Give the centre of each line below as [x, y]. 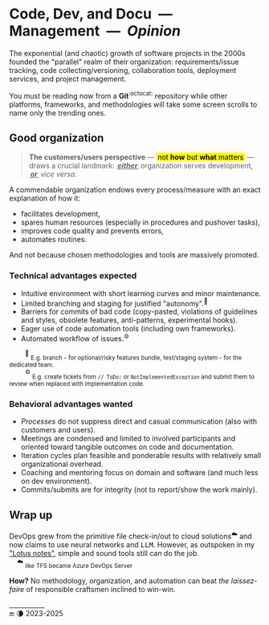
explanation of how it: [45, 198]
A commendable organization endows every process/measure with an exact [135, 190]
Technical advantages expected [73, 276]
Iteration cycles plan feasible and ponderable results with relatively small [141, 456]
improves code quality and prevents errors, [92, 231]
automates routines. [54, 239]
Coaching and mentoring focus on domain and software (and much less [139, 473]
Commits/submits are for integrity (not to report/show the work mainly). [139, 489]
